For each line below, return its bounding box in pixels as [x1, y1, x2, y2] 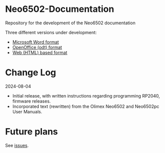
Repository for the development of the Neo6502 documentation [5, 20, 136, 26]
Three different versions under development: [5, 29, 97, 35]
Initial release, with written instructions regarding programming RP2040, [12, 93, 160, 99]
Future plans [5, 126, 58, 137]
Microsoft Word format [12, 39, 59, 45]
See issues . [5, 142, 29, 148]
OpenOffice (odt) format [12, 44, 62, 50]
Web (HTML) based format [12, 50, 68, 55]
